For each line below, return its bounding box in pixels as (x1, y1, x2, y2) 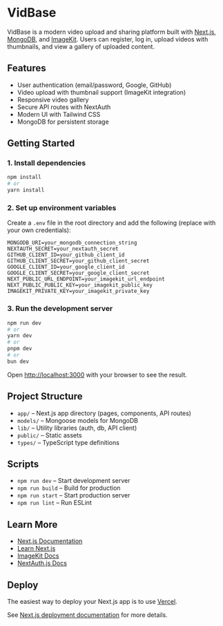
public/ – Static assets (17, 430, 82, 439)
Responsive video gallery (17, 95, 89, 104)
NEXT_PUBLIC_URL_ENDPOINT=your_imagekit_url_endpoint (7, 276, 166, 283)
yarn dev (7, 332, 32, 339)
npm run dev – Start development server (17, 477, 130, 485)
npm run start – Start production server (17, 491, 130, 500)
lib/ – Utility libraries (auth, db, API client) (17, 424, 137, 432)
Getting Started (7, 137, 75, 149)
